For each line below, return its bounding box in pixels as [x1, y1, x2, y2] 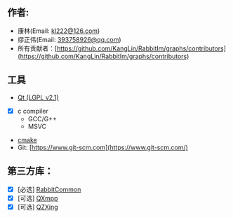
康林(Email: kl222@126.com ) [17, 27, 100, 35]
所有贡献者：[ [17, 44, 58, 53]
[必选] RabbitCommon [17, 185, 81, 193]
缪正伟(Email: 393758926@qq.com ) [17, 35, 121, 43]
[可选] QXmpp [17, 193, 58, 202]
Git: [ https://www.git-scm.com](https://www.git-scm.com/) [17, 143, 188, 151]
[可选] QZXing [17, 203, 58, 211]
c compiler [17, 107, 49, 115]
